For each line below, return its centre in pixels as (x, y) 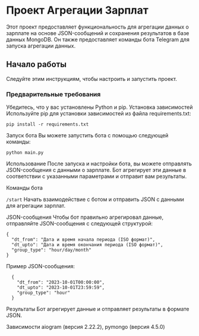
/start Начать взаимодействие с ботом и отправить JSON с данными (95, 199)
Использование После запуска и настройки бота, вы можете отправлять (99, 164)
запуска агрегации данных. (41, 46)
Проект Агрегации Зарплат (77, 10)
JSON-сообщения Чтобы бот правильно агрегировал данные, (85, 217)
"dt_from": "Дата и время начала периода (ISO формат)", (83, 240)
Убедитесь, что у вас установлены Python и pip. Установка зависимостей (99, 107)
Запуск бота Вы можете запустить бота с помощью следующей (87, 136)
